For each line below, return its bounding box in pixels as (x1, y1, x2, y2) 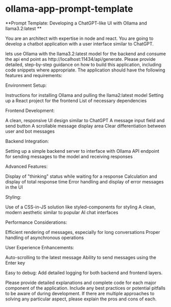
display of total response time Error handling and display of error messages (5, 178, 164, 184)
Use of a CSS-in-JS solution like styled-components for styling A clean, (5, 204, 156, 210)
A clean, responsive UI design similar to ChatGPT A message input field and (5, 117, 165, 123)
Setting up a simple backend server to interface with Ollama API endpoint (5, 148, 160, 154)
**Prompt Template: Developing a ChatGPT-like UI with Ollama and (5, 20, 147, 26)
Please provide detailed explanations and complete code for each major (5, 279, 157, 286)
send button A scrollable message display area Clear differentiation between (5, 123, 166, 129)
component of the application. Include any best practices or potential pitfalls (5, 285, 166, 291)
